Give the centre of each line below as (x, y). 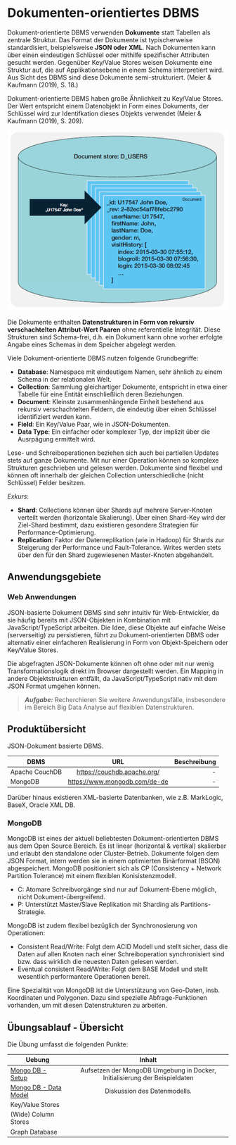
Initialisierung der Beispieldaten (148, 1077)
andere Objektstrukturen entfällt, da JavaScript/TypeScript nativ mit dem (112, 678)
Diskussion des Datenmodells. (148, 1091)
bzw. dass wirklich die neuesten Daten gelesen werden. (98, 962)
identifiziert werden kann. (54, 416)
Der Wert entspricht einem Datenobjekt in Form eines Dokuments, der (108, 106)
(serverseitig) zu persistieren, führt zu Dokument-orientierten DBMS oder (113, 634)
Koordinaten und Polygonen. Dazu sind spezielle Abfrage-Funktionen (107, 998)
